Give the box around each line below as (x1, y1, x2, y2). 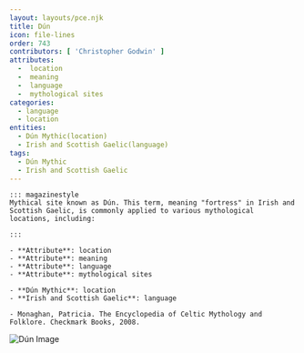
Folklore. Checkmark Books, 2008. (9, 318, 141, 328)
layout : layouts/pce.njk (9, 13, 104, 23)
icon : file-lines (9, 30, 76, 39)
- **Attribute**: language (9, 262, 112, 271)
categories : (9, 97, 55, 107)
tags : (9, 148, 30, 157)
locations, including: (9, 215, 96, 224)
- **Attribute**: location (9, 247, 112, 256)
